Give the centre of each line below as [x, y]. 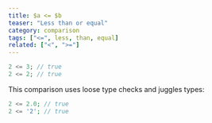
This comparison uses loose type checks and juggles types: [106, 89]
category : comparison [44, 30]
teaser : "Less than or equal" [58, 23]
